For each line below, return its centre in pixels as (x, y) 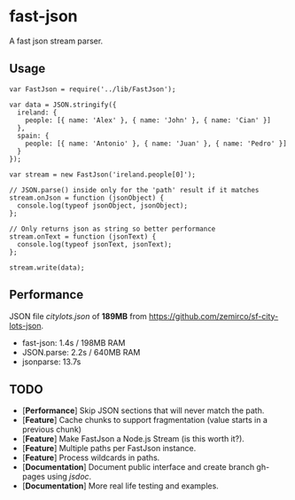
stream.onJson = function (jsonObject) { (87, 198)
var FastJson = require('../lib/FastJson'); (93, 89)
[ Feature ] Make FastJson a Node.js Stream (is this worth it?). (133, 439)
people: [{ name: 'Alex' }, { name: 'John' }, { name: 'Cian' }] (148, 120)
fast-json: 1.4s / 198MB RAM (74, 342)
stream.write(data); (47, 268)
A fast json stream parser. (56, 41)
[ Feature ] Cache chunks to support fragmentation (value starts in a (145, 420)
